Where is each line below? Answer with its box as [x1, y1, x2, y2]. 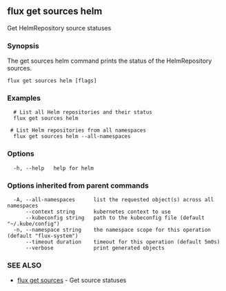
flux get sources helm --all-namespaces [13, 133, 131, 140]
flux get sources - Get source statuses [17, 276, 127, 285]
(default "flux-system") [7, 232, 79, 239]
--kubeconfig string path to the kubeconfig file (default [25, 214, 205, 221]
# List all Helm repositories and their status [13, 109, 153, 116]
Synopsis [7, 41, 39, 50]
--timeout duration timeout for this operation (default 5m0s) [25, 239, 220, 245]
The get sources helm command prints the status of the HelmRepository [7, 57, 212, 65]
